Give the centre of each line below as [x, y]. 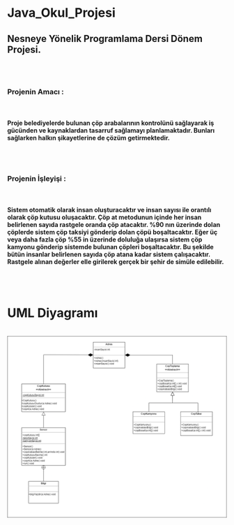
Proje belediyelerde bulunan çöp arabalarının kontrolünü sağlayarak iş [111, 123]
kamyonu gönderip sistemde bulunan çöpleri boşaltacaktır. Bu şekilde [110, 247]
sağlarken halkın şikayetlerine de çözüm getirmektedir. [89, 138]
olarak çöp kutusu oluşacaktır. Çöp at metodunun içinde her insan [104, 217]
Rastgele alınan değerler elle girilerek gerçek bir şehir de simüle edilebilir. [116, 262]
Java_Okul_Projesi [62, 13]
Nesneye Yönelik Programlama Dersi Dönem [105, 39]
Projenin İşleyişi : [37, 179]
